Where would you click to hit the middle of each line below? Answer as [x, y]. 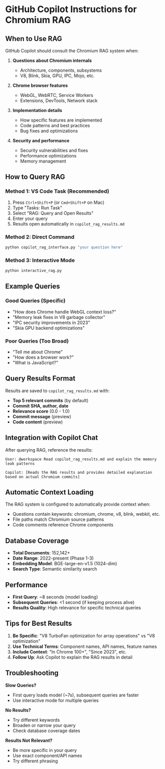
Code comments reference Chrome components [63, 525]
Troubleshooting [32, 673]
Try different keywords [36, 720]
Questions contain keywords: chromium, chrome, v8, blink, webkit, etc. [86, 514]
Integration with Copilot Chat [52, 438]
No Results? [18, 710]
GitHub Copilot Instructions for [71, 9]
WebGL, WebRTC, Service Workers [57, 95]
